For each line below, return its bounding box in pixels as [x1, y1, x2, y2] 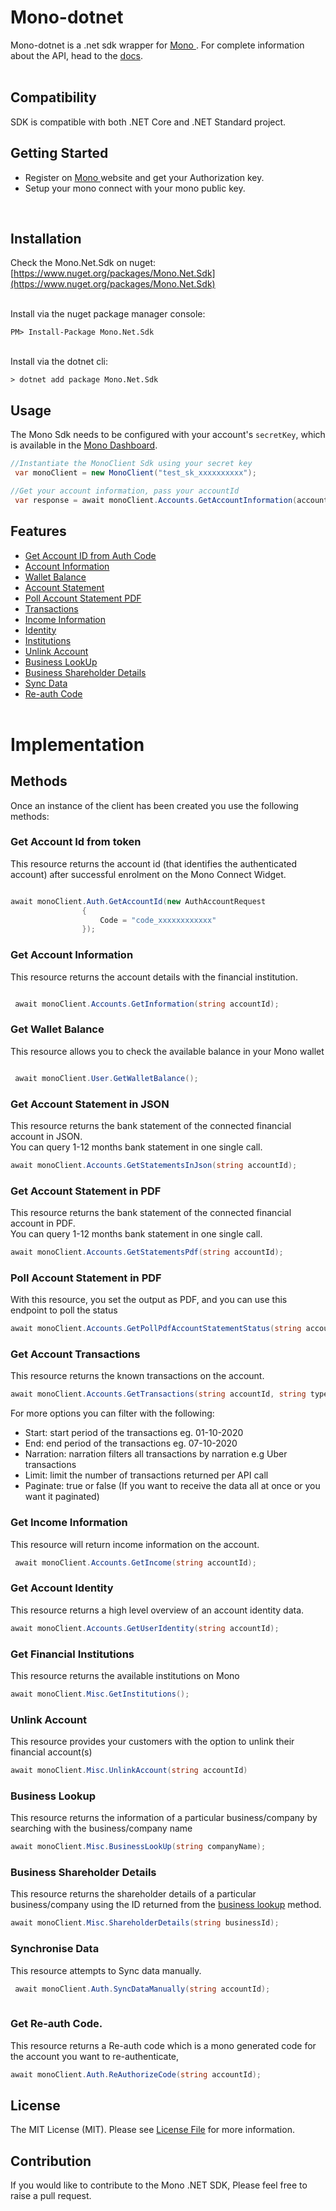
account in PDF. [10, 1217, 76, 1230]
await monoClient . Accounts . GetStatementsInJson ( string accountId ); [10, 1160, 298, 1170]
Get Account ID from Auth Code [24, 549, 157, 561]
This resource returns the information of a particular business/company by [10, 1812, 318, 1824]
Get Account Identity [10, 1581, 114, 1595]
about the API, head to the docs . [10, 49, 144, 61]
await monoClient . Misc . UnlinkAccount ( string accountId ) [10, 1766, 248, 1776]
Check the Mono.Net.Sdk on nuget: [10, 257, 156, 269]
